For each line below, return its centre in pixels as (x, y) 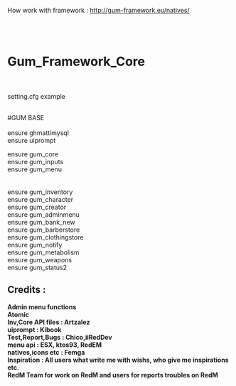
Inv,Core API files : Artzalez (49, 322)
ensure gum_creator (37, 207)
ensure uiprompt (32, 140)
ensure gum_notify (35, 245)
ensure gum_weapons (40, 259)
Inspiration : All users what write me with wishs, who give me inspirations (118, 360)
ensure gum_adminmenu (44, 214)
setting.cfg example (37, 96)
